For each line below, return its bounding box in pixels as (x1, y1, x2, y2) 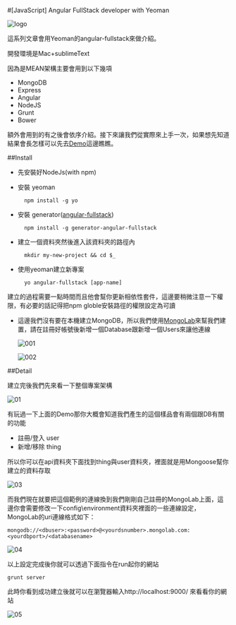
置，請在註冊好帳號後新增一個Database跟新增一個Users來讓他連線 (17, 325, 211, 333)
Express (17, 86, 42, 94)
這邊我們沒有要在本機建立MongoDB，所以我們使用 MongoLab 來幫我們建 (17, 316, 227, 324)
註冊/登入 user (17, 434, 60, 442)
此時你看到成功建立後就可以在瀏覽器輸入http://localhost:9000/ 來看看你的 (7, 588, 221, 595)
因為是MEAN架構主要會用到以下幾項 (7, 64, 113, 73)
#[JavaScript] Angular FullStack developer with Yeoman (7, 6, 170, 14)
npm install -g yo (24, 197, 78, 204)
